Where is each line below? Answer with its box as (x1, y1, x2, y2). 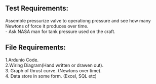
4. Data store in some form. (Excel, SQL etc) (5, 73, 97, 79)
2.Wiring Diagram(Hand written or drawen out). (5, 62, 104, 68)
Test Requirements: (5, 4, 68, 13)
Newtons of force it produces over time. (5, 23, 89, 29)
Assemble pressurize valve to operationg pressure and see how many (5, 17, 151, 23)
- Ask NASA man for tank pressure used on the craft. (5, 28, 115, 35)
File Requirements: (5, 43, 66, 52)
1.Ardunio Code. (5, 57, 39, 63)
